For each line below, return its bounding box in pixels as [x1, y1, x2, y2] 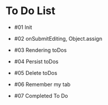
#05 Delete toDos [14, 69, 58, 76]
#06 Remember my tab [14, 81, 71, 88]
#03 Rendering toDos [14, 46, 67, 54]
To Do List [5, 4, 56, 18]
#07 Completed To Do [14, 92, 68, 99]
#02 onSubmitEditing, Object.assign [14, 35, 103, 42]
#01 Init [14, 24, 33, 31]
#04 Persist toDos [14, 58, 59, 65]
